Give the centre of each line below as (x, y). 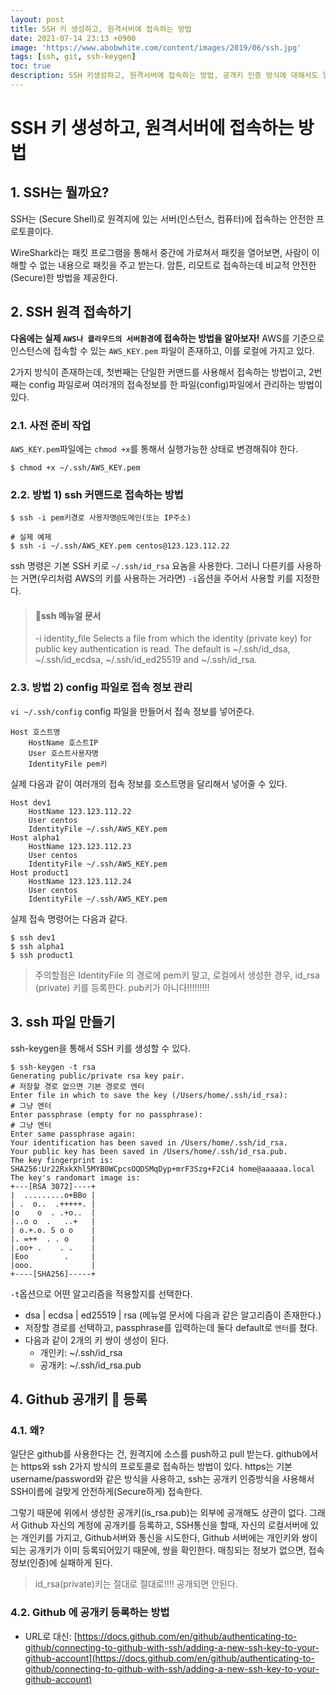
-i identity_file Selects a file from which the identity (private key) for (173, 638)
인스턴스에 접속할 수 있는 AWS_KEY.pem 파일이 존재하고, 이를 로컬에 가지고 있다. (162, 350)
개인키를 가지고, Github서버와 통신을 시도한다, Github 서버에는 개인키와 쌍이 (169, 1538)
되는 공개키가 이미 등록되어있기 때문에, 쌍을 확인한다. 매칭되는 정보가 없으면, (158, 1550)
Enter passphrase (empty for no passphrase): (106, 1114)
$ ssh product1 (42, 955)
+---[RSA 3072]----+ (53, 1186)
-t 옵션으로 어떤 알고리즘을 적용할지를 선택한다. (101, 1293)
